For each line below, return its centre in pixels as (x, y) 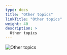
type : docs (17, 10)
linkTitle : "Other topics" (34, 19)
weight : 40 (17, 24)
